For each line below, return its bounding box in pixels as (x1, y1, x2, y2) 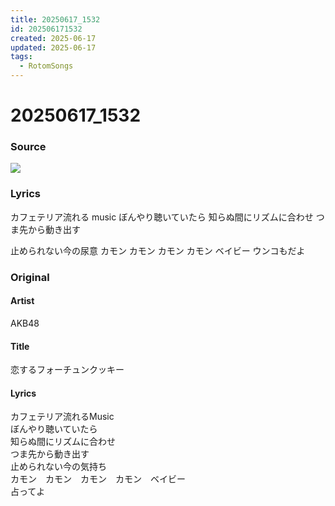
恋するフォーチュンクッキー (10, 364, 125, 376)
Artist (10, 295, 35, 307)
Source (10, 140, 47, 154)
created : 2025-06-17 (10, 33, 97, 43)
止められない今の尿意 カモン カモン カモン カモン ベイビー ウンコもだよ (10, 244, 306, 256)
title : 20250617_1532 (10, 14, 101, 25)
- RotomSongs (19, 61, 74, 71)
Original (10, 270, 50, 284)
